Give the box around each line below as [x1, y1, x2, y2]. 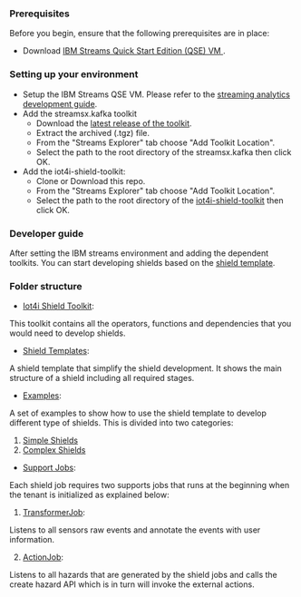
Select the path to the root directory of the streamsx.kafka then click [35, 146, 292, 157]
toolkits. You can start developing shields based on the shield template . [9, 257, 276, 268]
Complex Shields [22, 445, 86, 455]
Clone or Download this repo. [35, 175, 146, 186]
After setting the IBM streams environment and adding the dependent [9, 248, 269, 259]
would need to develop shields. [9, 328, 126, 338]
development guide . [22, 98, 98, 109]
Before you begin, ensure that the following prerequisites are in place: [9, 28, 270, 39]
